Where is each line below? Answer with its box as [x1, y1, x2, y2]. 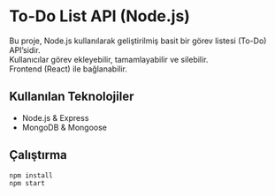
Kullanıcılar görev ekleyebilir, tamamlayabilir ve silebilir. [9, 54, 209, 64]
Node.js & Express [21, 112, 89, 123]
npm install [9, 170, 53, 180]
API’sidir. [9, 44, 42, 55]
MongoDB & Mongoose [21, 122, 108, 132]
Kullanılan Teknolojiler [9, 89, 134, 104]
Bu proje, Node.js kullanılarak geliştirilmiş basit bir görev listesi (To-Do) [9, 35, 267, 46]
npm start [9, 179, 46, 188]
